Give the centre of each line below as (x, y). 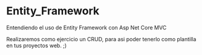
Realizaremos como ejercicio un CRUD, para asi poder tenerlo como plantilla (101, 39)
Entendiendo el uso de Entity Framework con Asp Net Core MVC (86, 27)
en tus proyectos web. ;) (37, 45)
